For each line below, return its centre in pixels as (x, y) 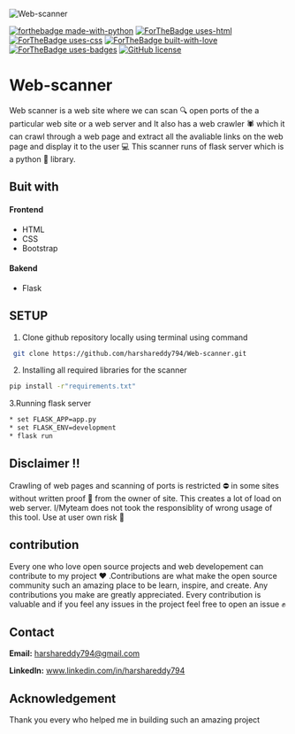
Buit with (34, 187)
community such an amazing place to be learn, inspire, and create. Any (139, 585)
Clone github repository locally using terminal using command (135, 337)
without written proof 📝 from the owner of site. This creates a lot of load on (145, 498)
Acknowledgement (63, 698)
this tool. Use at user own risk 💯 (67, 517)
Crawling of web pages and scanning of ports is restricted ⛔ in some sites (144, 485)
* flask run (31, 437)
